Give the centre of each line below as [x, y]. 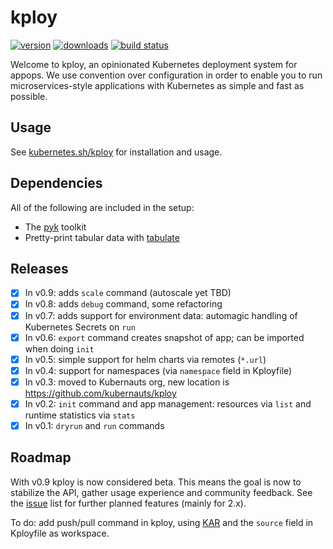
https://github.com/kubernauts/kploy [100, 393]
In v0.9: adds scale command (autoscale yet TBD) [128, 293]
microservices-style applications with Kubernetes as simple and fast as [157, 85]
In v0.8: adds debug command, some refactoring [123, 304]
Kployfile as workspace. [60, 533]
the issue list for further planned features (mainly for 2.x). [128, 503]
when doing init [59, 348]
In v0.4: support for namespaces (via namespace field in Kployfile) [158, 370]
